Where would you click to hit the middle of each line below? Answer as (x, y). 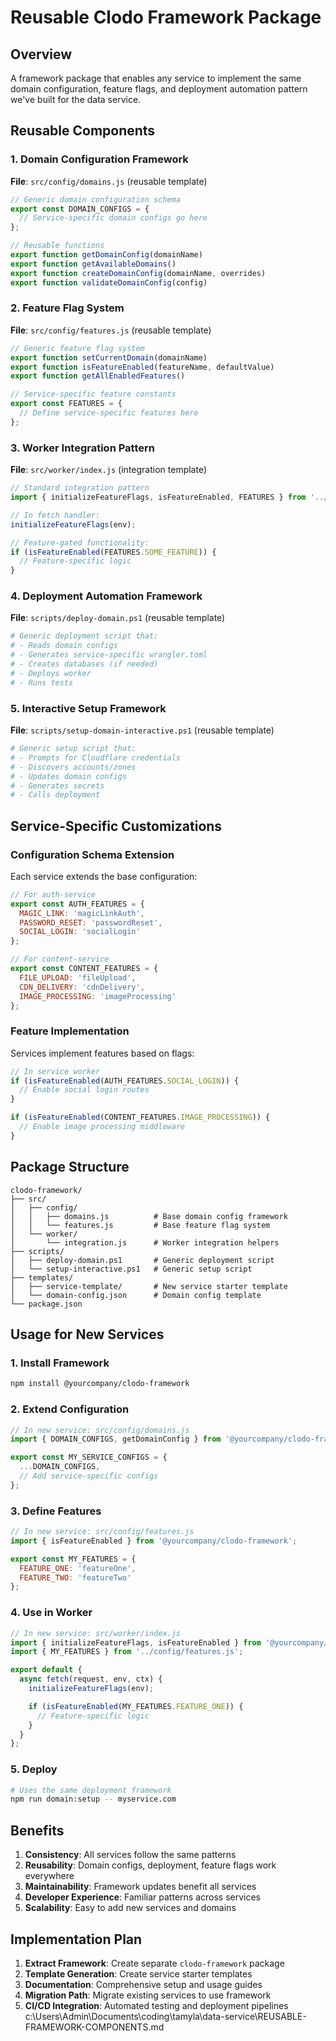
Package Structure (70, 1167)
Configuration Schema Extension (92, 854)
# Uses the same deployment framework (91, 1790)
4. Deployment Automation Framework (106, 596)
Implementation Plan (76, 1939)
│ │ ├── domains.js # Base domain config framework (149, 1216)
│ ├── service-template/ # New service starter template (149, 1286)
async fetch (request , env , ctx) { (91, 1679)
